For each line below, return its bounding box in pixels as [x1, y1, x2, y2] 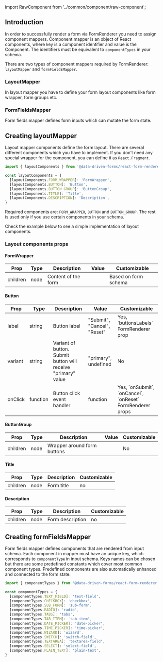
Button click [53, 390, 80, 397]
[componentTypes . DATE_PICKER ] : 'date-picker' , [9, 621, 105, 626]
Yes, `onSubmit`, [117, 383, 155, 390]
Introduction [5, 18, 44, 26]
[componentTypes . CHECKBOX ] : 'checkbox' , [9, 598, 92, 603]
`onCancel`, [117, 390, 144, 397]
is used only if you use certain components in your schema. [5, 214, 125, 220]
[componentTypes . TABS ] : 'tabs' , [9, 612, 75, 617]
